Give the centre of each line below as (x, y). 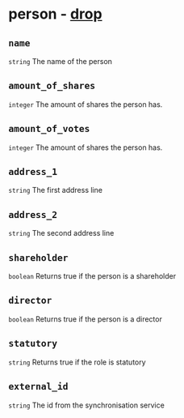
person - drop (55, 14)
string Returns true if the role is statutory (77, 362)
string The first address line (56, 190)
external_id (38, 387)
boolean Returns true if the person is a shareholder (92, 276)
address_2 (33, 214)
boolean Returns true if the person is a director (86, 319)
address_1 (33, 172)
